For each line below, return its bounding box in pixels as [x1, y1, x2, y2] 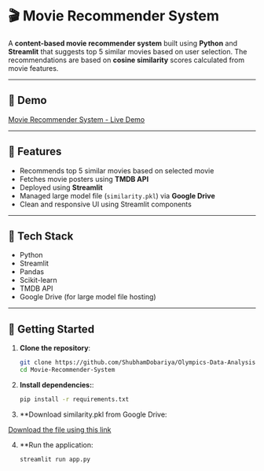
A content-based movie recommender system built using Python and [8, 38, 238, 48]
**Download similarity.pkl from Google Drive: [19, 410, 167, 419]
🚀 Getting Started [8, 322, 95, 336]
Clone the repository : [19, 343, 91, 353]
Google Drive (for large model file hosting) [19, 292, 156, 302]
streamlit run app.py [19, 455, 90, 463]
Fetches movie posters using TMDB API [19, 174, 149, 184]
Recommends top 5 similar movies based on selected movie [19, 165, 214, 175]
